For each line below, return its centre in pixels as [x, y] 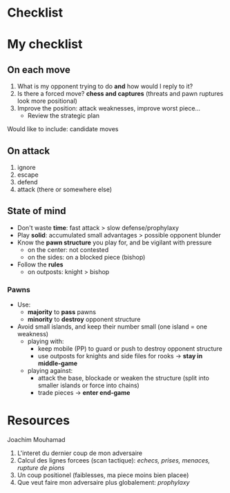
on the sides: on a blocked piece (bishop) [86, 257]
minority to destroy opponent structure [84, 320]
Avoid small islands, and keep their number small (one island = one [112, 327]
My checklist [45, 45]
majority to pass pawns [62, 312]
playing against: [50, 371]
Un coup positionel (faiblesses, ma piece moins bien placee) [103, 475]
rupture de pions [41, 468]
